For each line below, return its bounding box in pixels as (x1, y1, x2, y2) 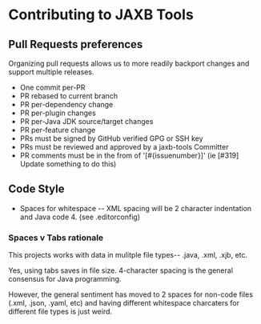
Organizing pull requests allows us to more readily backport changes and (8, 58, 250, 68)
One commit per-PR (19, 82, 86, 92)
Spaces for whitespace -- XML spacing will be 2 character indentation (19, 203, 252, 213)
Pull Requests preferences (8, 38, 143, 51)
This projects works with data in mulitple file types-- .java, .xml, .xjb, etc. (8, 250, 248, 260)
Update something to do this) (19, 159, 117, 169)
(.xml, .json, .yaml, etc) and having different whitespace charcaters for (8, 298, 240, 308)
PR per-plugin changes (19, 108, 96, 118)
